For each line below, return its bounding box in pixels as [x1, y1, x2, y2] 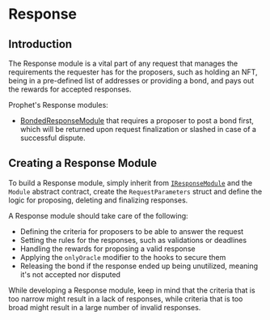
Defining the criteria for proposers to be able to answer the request [19, 226, 244, 236]
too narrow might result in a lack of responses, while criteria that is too [8, 293, 243, 304]
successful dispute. [19, 133, 86, 143]
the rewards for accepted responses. [8, 84, 132, 94]
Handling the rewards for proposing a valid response [19, 244, 196, 254]
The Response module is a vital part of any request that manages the [8, 58, 238, 68]
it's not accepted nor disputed [19, 269, 121, 279]
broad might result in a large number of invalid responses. [8, 302, 201, 312]
